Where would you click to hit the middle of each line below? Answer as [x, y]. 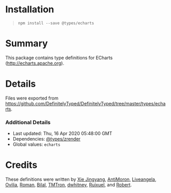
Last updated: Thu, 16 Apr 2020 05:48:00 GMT [62, 133]
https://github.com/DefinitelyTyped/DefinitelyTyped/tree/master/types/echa [85, 103]
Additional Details [28, 122]
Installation [30, 9]
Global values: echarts [36, 144]
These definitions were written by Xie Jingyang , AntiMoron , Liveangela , [81, 179]
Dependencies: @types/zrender [46, 139]
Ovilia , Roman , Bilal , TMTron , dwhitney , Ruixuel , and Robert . [69, 185]
